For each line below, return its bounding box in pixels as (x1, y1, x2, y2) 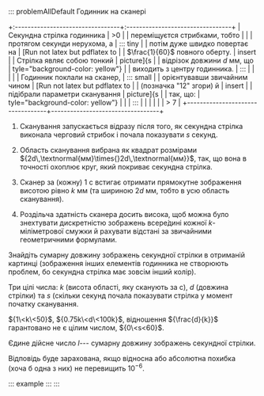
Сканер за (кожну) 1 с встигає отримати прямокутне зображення (19, 177, 242, 187)
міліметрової (19, 227, 64, 236)
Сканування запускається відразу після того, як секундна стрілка (19, 122, 243, 131)
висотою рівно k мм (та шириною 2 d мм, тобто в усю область (19, 186, 230, 195)
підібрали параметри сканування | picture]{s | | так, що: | (8, 89, 200, 98)
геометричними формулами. (19, 235, 117, 244)
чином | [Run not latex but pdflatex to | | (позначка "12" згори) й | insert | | (8, 81, 253, 90)
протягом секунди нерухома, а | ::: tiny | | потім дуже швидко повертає (8, 39, 249, 48)
